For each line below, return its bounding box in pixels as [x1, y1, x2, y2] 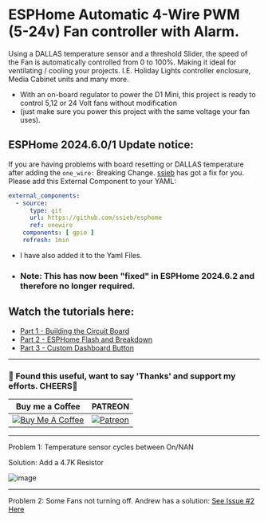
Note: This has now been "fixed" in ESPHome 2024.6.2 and [19, 270, 255, 281]
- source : [15, 199, 48, 207]
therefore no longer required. [19, 280, 136, 292]
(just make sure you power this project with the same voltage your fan [19, 106, 250, 116]
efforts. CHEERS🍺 [8, 380, 78, 391]
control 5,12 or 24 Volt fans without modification [19, 98, 178, 108]
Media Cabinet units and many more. [8, 74, 129, 84]
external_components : [8, 191, 81, 200]
